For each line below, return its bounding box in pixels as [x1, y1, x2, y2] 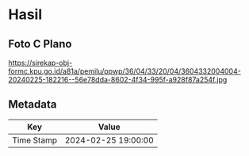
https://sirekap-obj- [8, 58, 73, 67]
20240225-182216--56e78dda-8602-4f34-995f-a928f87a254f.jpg [8, 75, 228, 84]
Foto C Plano [8, 37, 72, 51]
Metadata [8, 97, 57, 112]
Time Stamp [12, 135, 58, 146]
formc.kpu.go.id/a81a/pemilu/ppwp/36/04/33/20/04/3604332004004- [8, 67, 242, 76]
